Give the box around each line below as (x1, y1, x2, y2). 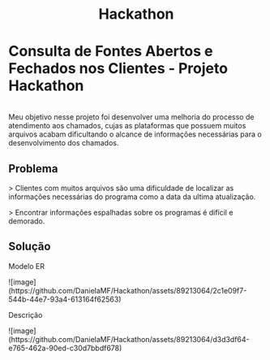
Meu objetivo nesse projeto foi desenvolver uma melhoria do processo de (8, 112, 255, 122)
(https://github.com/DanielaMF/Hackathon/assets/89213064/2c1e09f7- (8, 285, 247, 295)
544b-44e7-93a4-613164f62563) (8, 294, 122, 304)
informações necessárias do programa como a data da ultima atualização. (8, 192, 256, 202)
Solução (8, 240, 51, 254)
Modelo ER (8, 261, 45, 271)
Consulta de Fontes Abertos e (8, 42, 213, 61)
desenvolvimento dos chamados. (8, 138, 119, 148)
